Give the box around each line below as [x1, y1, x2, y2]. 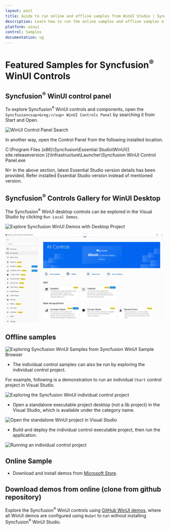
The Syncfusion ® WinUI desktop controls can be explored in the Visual [5, 207, 153, 215]
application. [12, 432, 37, 438]
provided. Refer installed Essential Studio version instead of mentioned [5, 172, 153, 179]
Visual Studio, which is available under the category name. [12, 407, 135, 413]
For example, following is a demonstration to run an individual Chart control [5, 377, 162, 383]
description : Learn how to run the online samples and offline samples [5, 19, 159, 24]
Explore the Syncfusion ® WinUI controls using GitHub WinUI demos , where [5, 506, 161, 513]
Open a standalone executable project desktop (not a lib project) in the [12, 402, 160, 408]
